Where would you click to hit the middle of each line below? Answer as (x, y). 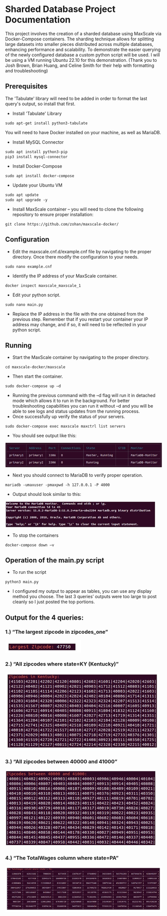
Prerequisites (26, 87)
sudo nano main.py (24, 305)
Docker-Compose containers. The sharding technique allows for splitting (80, 39)
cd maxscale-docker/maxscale (35, 367)
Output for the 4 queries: (44, 617)
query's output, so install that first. (40, 104)
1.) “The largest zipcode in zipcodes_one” (57, 632)
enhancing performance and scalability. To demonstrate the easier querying (83, 49)
